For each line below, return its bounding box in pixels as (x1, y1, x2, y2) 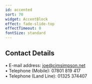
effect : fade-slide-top (5, 21, 55, 26)
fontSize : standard (5, 30, 46, 35)
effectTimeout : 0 (5, 26, 41, 31)
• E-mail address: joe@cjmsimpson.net (5, 62, 86, 68)
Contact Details (5, 49, 55, 57)
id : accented (5, 7, 32, 12)
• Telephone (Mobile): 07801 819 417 (5, 67, 81, 73)
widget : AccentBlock (5, 16, 48, 21)
